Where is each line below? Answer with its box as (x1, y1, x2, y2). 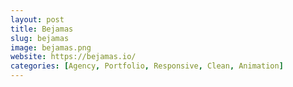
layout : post (10, 14, 65, 25)
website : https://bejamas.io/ (10, 52, 137, 62)
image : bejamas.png (10, 42, 92, 53)
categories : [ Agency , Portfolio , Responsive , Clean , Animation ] (10, 61, 284, 71)
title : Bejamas (10, 24, 74, 34)
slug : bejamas (10, 33, 70, 43)
